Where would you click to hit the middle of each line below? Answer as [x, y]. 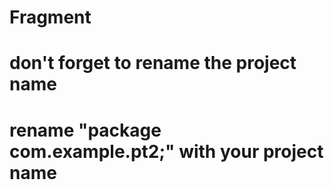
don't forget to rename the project [153, 63]
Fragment [50, 17]
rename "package [85, 130]
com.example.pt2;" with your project [166, 151]
